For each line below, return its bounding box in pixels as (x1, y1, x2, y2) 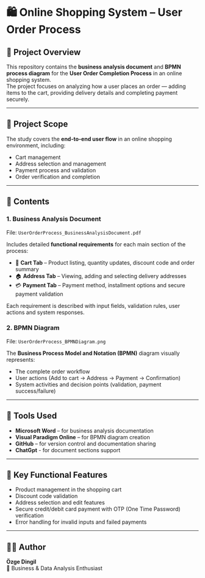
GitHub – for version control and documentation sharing (15, 440, 156, 447)
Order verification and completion (15, 173, 101, 180)
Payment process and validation (15, 166, 96, 174)
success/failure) (15, 387, 56, 395)
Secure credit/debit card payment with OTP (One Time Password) (15, 505, 181, 513)
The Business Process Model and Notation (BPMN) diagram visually (6, 349, 180, 357)
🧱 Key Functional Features (6, 470, 108, 480)
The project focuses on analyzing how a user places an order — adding (6, 82, 186, 90)
